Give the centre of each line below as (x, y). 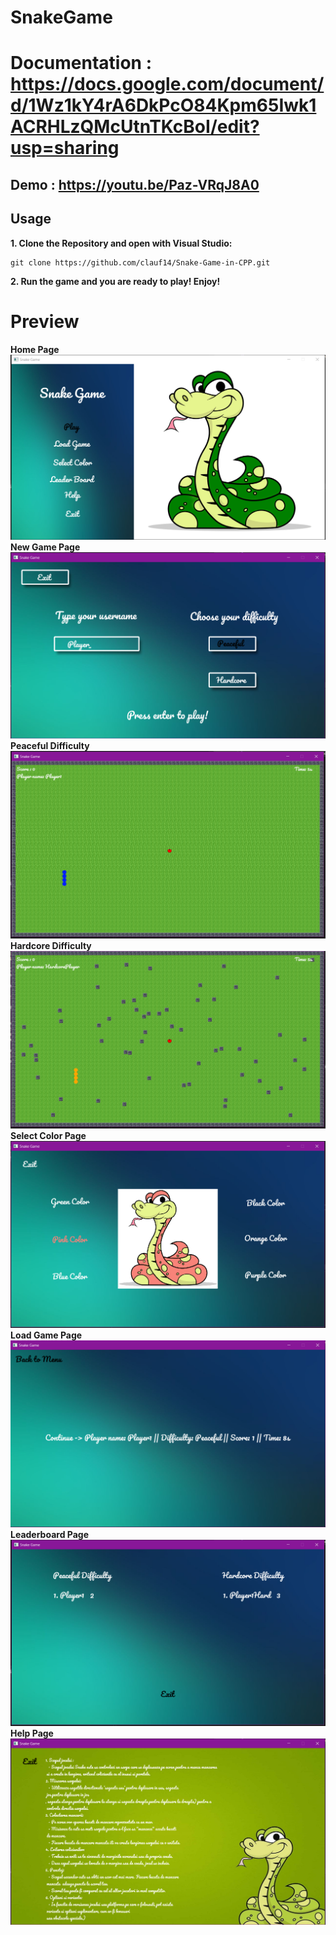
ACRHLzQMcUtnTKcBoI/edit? (135, 127)
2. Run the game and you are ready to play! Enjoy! (115, 281)
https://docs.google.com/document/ (167, 84)
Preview (45, 321)
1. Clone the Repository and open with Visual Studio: (121, 243)
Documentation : (81, 63)
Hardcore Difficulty (51, 945)
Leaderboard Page (49, 1535)
